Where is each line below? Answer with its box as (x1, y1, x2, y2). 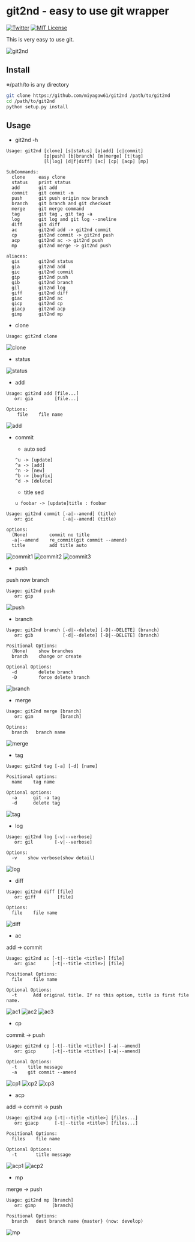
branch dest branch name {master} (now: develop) (11, 1219, 144, 1225)
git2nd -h (14, 137, 38, 144)
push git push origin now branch (11, 196, 109, 202)
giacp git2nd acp (11, 306, 66, 312)
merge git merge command (11, 206, 85, 212)
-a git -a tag (11, 795, 61, 801)
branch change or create (11, 653, 82, 660)
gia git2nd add (11, 264, 66, 270)
